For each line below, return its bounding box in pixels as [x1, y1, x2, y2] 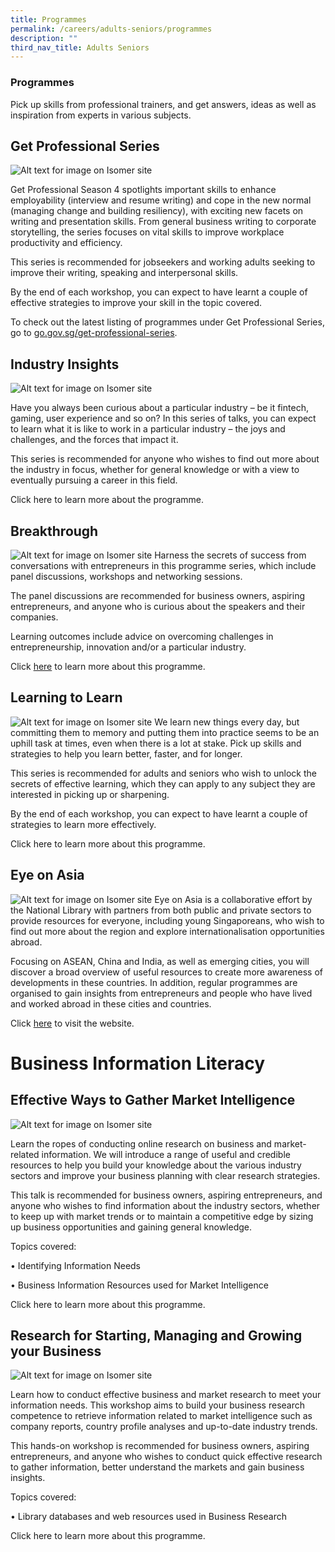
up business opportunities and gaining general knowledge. [10, 1221, 253, 1233]
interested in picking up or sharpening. [10, 788, 170, 800]
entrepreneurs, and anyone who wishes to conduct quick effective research [10, 1451, 323, 1463]
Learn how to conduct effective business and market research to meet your [10, 1389, 322, 1401]
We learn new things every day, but [154, 716, 300, 728]
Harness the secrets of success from [154, 549, 307, 561]
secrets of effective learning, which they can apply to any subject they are [10, 777, 316, 790]
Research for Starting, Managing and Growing [10, 1327, 303, 1344]
